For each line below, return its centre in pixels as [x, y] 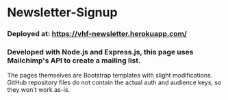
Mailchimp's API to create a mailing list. [74, 61]
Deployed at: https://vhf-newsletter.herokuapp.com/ [97, 34]
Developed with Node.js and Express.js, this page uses [100, 52]
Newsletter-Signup [62, 13]
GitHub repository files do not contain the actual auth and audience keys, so [114, 82]
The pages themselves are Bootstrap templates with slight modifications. [110, 76]
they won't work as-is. [39, 90]
